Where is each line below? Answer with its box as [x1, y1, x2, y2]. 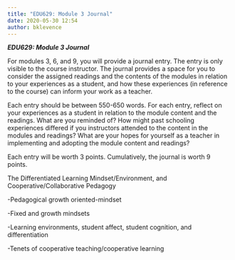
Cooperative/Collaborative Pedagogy [7, 182, 116, 190]
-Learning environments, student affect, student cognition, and [7, 223, 192, 232]
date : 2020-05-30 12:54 [7, 17, 78, 24]
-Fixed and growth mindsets [7, 209, 90, 218]
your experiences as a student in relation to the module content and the [7, 108, 217, 118]
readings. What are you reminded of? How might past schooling [7, 116, 194, 125]
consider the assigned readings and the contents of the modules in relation [7, 72, 228, 80]
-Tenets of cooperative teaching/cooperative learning [7, 244, 164, 253]
